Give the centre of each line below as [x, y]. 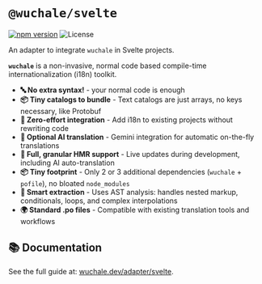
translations [40, 145]
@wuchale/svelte [63, 13]
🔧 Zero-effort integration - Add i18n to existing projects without [126, 120]
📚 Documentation [55, 248]
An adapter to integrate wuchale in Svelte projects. [91, 49]
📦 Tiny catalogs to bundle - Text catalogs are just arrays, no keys [131, 100]
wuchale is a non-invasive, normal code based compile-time [108, 66]
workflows [38, 221]
